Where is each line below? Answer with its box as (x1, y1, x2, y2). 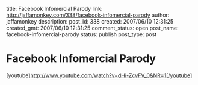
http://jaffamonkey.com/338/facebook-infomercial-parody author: (6, 11, 170, 19)
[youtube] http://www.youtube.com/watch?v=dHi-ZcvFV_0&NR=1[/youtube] (6, 72, 193, 79)
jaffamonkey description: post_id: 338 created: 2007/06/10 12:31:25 (6, 18, 174, 25)
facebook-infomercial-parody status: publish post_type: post (6, 31, 157, 38)
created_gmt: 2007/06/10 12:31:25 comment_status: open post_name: (6, 24, 179, 31)
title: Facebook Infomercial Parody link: (6, 5, 103, 12)
